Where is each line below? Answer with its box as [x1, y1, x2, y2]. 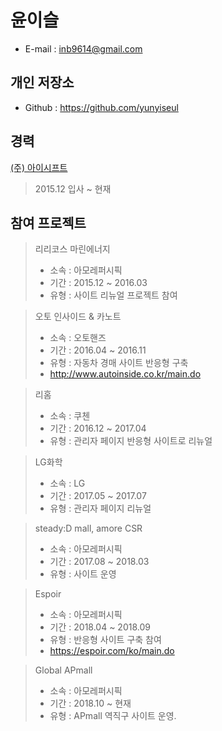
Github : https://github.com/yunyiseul [24, 101, 179, 113]
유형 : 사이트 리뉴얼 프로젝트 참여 [49, 289, 178, 301]
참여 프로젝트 [10, 214, 87, 231]
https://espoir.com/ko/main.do [49, 645, 175, 657]
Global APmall [34, 664, 93, 676]
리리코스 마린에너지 [34, 243, 111, 255]
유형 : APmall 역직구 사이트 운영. [49, 710, 177, 722]
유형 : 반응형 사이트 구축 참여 [49, 634, 162, 646]
